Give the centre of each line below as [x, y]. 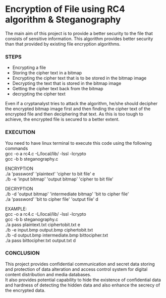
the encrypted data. [25, 290]
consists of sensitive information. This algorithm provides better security [79, 39]
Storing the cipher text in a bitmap [47, 73]
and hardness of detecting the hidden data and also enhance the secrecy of [83, 285]
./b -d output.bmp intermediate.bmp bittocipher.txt [56, 235]
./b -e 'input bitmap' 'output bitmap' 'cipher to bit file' [59, 179]
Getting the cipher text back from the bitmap [58, 89]
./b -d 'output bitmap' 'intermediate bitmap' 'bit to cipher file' [67, 194]
